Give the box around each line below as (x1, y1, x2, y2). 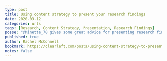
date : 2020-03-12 (5, 16, 41, 21)
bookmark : (5, 44, 26, 49)
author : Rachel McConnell (5, 39, 59, 44)
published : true (5, 35, 39, 40)
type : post (5, 7, 28, 12)
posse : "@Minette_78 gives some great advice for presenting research (5, 30, 155, 35)
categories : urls (5, 21, 41, 26)
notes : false (5, 48, 32, 53)
